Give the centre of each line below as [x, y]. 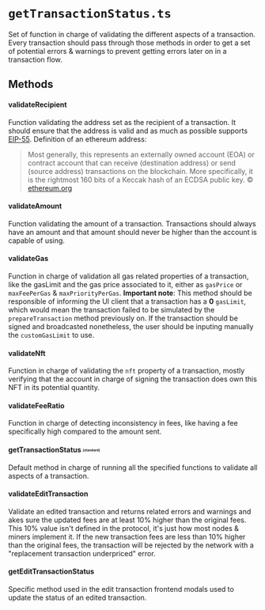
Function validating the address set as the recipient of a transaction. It [122, 122]
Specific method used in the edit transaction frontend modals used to [121, 589]
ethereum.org [50, 188]
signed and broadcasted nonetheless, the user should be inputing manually [131, 326]
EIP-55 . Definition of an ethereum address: [78, 139]
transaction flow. [35, 59]
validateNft [27, 353]
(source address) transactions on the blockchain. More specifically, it [140, 171]
